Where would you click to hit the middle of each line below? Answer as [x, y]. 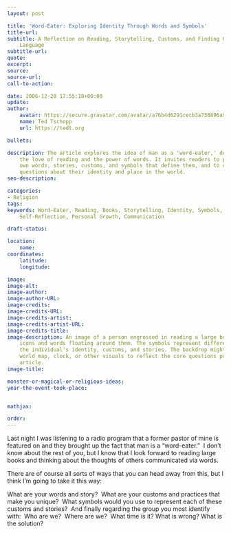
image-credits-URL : [35, 311]
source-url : [24, 77]
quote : [16, 58]
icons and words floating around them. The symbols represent [110, 344]
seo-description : [32, 179]
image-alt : [23, 286]
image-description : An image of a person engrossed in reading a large [112, 337]
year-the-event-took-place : [47, 388]
